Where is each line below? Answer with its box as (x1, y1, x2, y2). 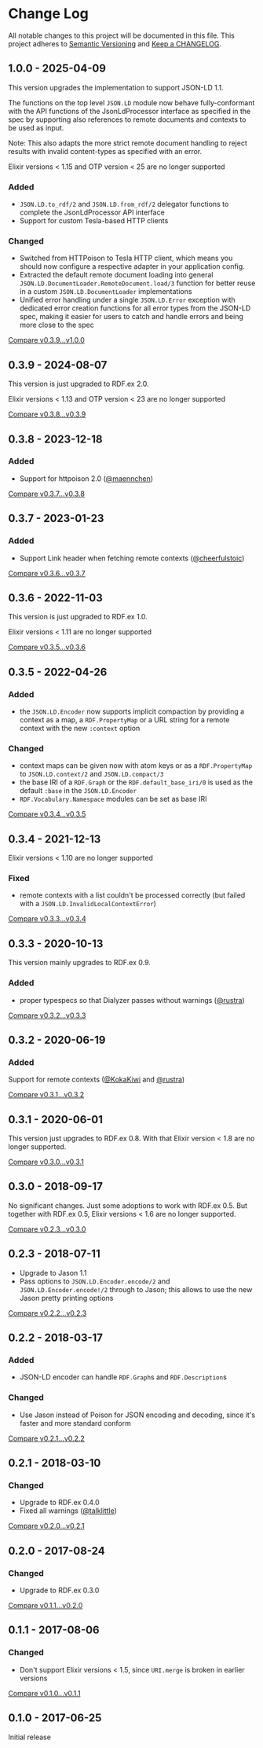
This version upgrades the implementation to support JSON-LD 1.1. (8, 83, 224, 92)
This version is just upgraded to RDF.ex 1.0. (8, 612, 148, 622)
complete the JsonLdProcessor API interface (19, 207, 165, 217)
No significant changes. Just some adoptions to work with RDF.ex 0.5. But (8, 1200, 248, 1210)
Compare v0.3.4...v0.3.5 (8, 810, 86, 819)
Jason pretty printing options (19, 1293, 114, 1302)
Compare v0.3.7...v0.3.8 (8, 489, 85, 498)
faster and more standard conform (19, 1418, 131, 1427)
